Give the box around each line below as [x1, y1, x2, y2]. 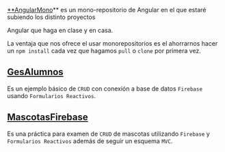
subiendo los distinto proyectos [7, 13, 96, 21]
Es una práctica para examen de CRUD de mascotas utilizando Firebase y [7, 130, 210, 138]
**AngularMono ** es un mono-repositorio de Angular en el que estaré [7, 6, 207, 14]
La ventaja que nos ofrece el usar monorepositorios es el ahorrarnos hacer [7, 40, 218, 47]
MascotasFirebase [7, 112, 88, 123]
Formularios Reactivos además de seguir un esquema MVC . [7, 136, 173, 145]
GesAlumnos [7, 66, 64, 78]
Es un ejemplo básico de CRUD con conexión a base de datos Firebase [7, 85, 203, 93]
